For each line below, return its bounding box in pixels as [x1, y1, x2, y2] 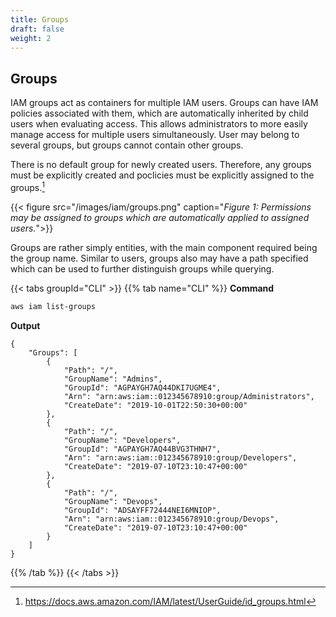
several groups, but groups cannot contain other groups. [10, 139, 244, 151]
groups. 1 [10, 180, 46, 193]
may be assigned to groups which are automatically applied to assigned [10, 211, 310, 223]
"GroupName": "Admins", [63, 374, 163, 384]
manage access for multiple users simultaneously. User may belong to [10, 129, 300, 141]
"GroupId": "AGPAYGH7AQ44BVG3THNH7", [63, 444, 222, 454]
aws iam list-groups [10, 301, 97, 311]
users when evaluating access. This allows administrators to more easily [10, 118, 308, 130]
